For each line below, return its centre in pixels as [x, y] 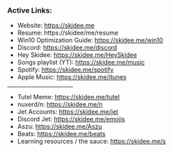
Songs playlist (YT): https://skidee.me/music [81, 62]
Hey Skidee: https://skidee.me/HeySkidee [77, 55]
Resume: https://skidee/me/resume [68, 33]
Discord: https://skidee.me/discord [67, 48]
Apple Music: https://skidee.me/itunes [72, 77]
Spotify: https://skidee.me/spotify [65, 70]
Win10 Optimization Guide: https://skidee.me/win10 [90, 40]
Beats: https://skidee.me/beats [61, 134]
